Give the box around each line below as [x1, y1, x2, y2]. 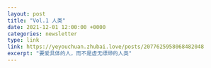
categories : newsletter [7, 30, 78, 38]
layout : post [7, 10, 46, 18]
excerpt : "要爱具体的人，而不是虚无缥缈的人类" [7, 50, 132, 57]
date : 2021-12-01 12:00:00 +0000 [7, 23, 106, 30]
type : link [7, 37, 40, 44]
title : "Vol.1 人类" [7, 17, 66, 24]
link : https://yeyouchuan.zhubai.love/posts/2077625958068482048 [7, 43, 204, 50]
